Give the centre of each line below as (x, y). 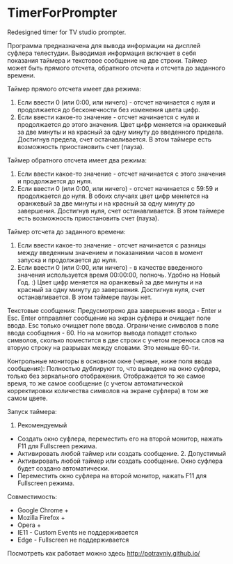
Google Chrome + (43, 510)
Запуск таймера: (32, 411)
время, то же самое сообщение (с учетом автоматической (95, 383)
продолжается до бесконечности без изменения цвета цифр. (109, 109)
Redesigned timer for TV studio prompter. (67, 32)
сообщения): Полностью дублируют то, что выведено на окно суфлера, (114, 368)
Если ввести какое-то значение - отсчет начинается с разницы (112, 245)
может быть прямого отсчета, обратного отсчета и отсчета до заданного (116, 68)
